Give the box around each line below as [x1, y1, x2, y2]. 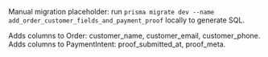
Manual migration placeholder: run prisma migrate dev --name [8, 7, 215, 16]
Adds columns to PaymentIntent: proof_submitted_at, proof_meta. [8, 39, 226, 49]
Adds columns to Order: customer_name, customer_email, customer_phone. [8, 31, 261, 40]
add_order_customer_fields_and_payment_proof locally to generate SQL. [8, 15, 245, 25]
